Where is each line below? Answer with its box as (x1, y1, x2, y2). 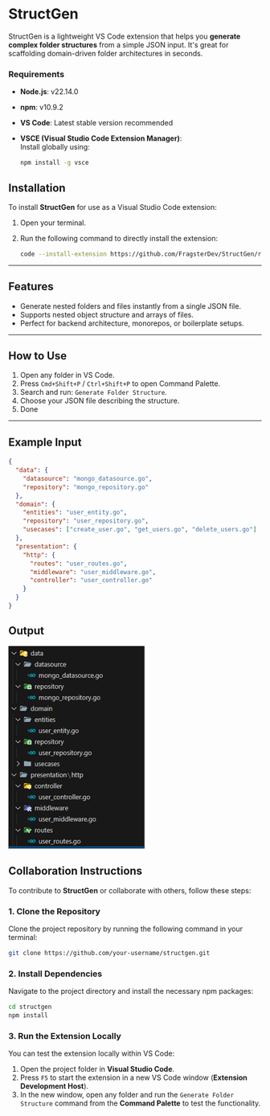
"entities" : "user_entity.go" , (22, 508, 128, 517)
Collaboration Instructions (8, 864, 143, 878)
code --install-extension (19, 250, 107, 258)
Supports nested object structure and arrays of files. (19, 310, 194, 319)
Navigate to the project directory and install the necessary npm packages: (8, 987, 254, 996)
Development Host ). (19, 1081, 89, 1091)
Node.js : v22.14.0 (19, 87, 79, 96)
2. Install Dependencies (8, 968, 103, 979)
